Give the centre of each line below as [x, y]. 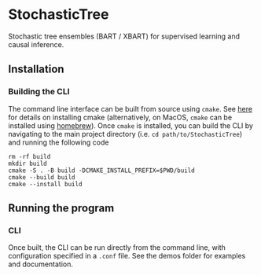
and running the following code [59, 142]
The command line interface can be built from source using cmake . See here [130, 108]
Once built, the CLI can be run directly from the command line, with [117, 247]
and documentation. [40, 264]
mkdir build [28, 163]
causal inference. [36, 44]
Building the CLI [39, 92]
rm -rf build [29, 156]
